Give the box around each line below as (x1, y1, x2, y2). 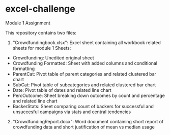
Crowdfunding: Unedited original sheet (12, 54, 94, 61)
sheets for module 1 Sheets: (12, 45, 71, 51)
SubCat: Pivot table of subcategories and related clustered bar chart (12, 82, 156, 88)
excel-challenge (5, 3, 75, 15)
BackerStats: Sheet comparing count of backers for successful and (12, 103, 154, 109)
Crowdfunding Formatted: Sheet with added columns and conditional (12, 60, 158, 66)
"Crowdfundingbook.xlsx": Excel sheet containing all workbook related (12, 39, 161, 46)
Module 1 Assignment (5, 20, 50, 26)
